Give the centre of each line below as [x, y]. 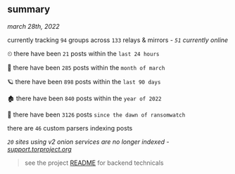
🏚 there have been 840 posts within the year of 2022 [84, 98]
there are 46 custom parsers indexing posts [70, 128]
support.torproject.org [39, 149]
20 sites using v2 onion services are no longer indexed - [88, 142]
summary [29, 9]
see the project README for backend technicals [94, 163]
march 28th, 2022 [33, 26]
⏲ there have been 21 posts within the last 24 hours [83, 53]
